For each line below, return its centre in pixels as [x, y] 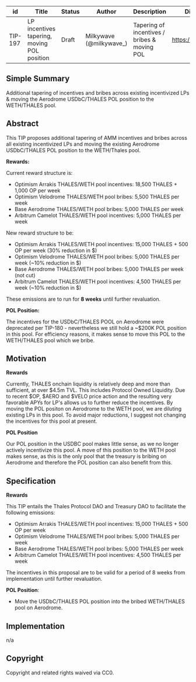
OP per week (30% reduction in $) [56, 250]
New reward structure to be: [40, 233]
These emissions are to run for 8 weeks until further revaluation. [83, 299]
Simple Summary [38, 79]
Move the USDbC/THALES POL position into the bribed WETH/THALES [99, 601]
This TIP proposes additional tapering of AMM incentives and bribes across [97, 137]
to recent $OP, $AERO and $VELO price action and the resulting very [89, 397]
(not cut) [25, 275]
